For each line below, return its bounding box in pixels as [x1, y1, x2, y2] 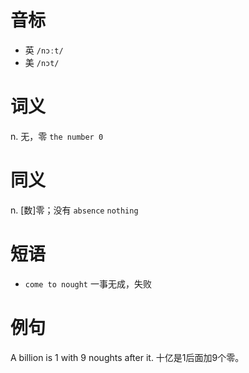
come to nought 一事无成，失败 [24, 277, 152, 290]
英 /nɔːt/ [24, 44, 64, 56]
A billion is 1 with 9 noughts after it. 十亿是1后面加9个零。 [10, 351, 245, 363]
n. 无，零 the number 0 [10, 130, 104, 142]
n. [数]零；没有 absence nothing [10, 204, 139, 216]
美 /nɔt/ [24, 56, 60, 68]
